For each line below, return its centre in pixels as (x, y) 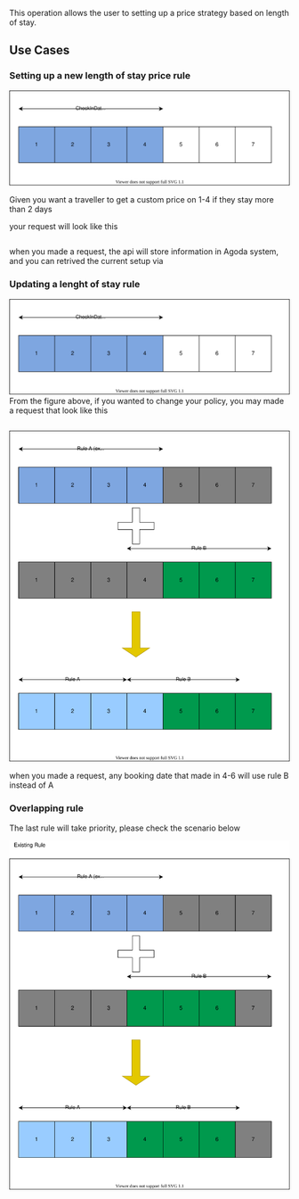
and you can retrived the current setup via (86, 261)
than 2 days (31, 210)
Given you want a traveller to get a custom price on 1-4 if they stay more (141, 200)
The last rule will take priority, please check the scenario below (125, 828)
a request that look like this (59, 410)
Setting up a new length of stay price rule (100, 76)
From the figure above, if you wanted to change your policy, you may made (147, 401)
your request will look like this (64, 227)
